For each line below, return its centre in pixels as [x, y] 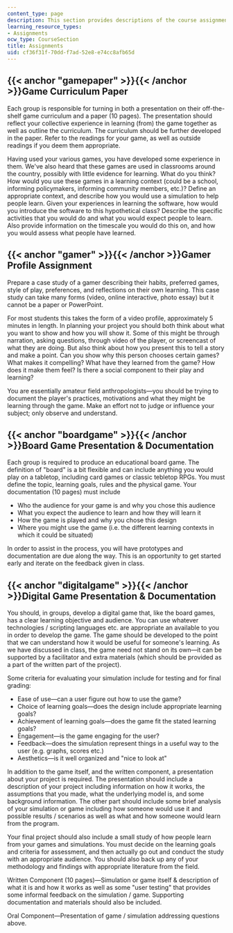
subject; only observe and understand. [62, 413]
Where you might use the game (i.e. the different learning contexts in [115, 528]
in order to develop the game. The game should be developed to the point [113, 635]
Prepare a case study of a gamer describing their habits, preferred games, [113, 282]
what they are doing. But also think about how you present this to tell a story [116, 347]
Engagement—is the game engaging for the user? [88, 736]
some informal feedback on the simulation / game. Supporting [96, 895]
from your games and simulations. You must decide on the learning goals [112, 845]
